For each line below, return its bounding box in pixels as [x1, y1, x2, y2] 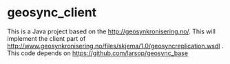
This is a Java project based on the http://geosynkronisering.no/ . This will [7, 27, 216, 35]
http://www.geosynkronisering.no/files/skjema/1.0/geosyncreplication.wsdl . [7, 42, 224, 50]
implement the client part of [7, 34, 86, 42]
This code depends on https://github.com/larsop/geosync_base [7, 49, 188, 57]
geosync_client [7, 5, 97, 20]
